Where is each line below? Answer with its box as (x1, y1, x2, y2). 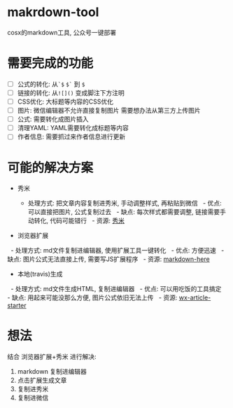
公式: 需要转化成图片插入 (17, 115, 89, 123)
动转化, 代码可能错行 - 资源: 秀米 (27, 216, 125, 225)
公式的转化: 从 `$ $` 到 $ (17, 80, 85, 88)
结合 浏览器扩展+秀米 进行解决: (7, 353, 97, 361)
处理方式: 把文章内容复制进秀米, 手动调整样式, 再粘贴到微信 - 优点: (27, 199, 222, 207)
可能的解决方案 (7, 160, 94, 176)
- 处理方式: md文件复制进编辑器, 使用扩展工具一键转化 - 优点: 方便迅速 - (10, 246, 225, 255)
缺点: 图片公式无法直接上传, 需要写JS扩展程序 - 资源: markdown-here (7, 255, 210, 263)
